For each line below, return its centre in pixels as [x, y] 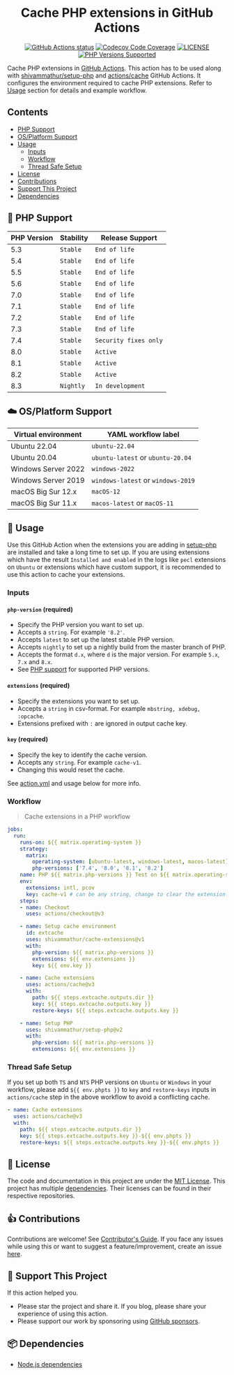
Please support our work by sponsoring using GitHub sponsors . [109, 1321]
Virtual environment [48, 435]
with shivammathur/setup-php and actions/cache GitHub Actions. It [104, 75]
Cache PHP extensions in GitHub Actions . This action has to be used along [114, 68]
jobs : [15, 830]
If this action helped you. [43, 1293]
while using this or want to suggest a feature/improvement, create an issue [115, 1246]
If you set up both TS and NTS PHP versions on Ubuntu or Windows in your [109, 1082]
